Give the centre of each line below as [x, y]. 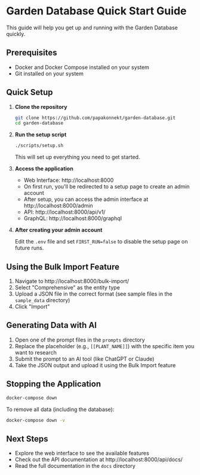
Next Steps [27, 439]
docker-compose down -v [36, 420]
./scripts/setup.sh [39, 146]
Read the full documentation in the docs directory [75, 466]
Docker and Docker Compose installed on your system [82, 67]
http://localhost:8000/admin [59, 206]
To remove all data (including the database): [60, 409]
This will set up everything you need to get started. [77, 157]
